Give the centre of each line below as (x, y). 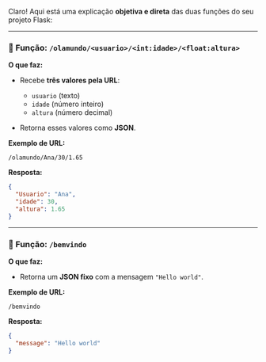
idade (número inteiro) (68, 104)
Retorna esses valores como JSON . (78, 128)
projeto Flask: (30, 20)
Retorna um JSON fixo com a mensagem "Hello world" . (112, 276)
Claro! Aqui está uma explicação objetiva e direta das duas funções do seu (131, 11)
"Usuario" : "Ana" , (46, 194)
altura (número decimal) (72, 112)
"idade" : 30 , (37, 202)
